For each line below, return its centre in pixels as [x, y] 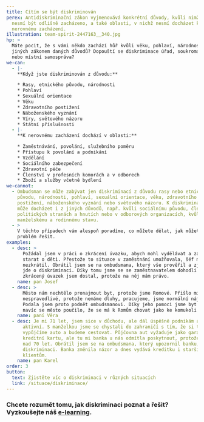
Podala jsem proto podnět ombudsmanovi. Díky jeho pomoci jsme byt [110, 304]
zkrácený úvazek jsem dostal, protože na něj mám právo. [96, 276]
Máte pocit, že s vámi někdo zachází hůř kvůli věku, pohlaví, [93, 46]
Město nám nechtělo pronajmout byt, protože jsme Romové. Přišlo [107, 293]
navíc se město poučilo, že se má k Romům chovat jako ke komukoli [110, 310]
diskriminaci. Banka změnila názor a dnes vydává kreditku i [101, 349]
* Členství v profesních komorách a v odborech [78, 175]
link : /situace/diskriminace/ [50, 383]
